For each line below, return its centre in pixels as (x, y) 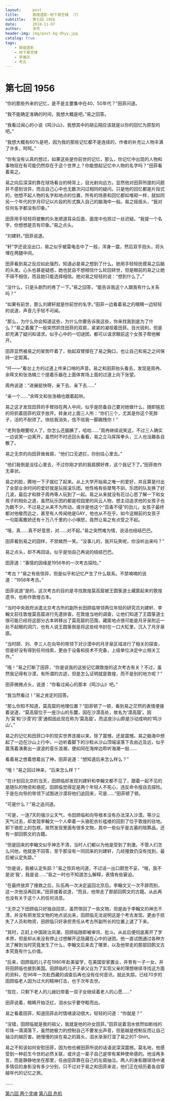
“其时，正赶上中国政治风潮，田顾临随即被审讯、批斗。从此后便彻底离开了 (82, 932)
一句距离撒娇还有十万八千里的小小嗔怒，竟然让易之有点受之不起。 (74, 520)
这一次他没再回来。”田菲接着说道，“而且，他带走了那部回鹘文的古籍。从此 (81, 892)
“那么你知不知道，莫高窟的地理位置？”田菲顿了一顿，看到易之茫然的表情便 (83, 706)
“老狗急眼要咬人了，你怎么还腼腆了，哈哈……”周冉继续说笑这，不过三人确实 (84, 430)
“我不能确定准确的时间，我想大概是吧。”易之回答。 (57, 114)
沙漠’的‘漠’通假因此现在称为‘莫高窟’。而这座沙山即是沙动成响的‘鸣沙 (92, 719)
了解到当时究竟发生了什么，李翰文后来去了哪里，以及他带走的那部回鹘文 (85, 945)
